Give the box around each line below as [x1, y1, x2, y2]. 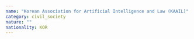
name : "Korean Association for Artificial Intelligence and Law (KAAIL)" [5, 8, 189, 14]
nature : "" [5, 19, 32, 25]
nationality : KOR [5, 24, 48, 30]
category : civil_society [5, 14, 66, 19]
